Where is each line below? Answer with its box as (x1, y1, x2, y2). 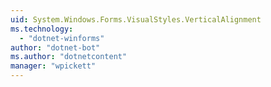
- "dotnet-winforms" (19, 33, 105, 43)
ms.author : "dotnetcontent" (10, 52, 128, 62)
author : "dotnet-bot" (10, 42, 101, 53)
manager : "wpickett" (10, 61, 97, 71)
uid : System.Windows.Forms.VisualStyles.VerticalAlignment (10, 14, 262, 25)
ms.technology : (10, 24, 74, 34)
